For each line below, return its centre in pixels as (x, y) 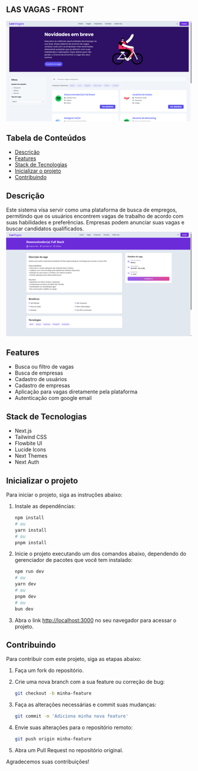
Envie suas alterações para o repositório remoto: (74, 727)
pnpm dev (25, 596)
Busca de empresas (39, 373)
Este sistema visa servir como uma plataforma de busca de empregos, (92, 210)
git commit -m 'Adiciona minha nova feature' (71, 716)
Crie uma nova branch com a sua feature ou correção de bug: (90, 682)
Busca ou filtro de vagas (44, 367)
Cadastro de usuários (41, 379)
